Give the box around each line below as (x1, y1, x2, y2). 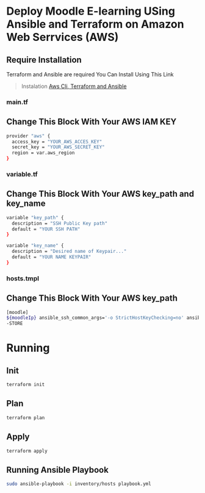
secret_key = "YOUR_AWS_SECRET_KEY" (12, 144, 105, 150)
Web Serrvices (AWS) (6, 31, 119, 44)
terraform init (6, 382, 45, 388)
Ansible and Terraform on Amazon (6, 17, 184, 31)
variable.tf (6, 170, 38, 178)
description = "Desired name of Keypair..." (12, 249, 127, 255)
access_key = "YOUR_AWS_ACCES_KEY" (12, 139, 103, 145)
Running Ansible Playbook (6, 464, 109, 475)
